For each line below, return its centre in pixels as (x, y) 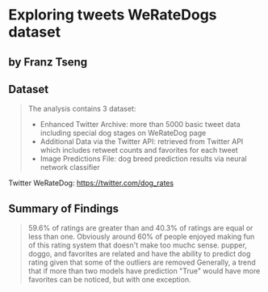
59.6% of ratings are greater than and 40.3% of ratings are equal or (140, 228)
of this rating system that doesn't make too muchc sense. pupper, (138, 245)
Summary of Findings (64, 208)
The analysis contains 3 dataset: (82, 109)
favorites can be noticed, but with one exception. (109, 280)
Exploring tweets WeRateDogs (113, 15)
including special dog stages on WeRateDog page (123, 133)
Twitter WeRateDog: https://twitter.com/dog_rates (91, 183)
